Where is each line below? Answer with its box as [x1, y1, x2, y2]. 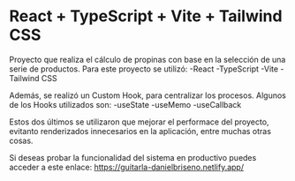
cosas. [9, 135, 34, 146]
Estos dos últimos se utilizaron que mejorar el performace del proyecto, [9, 117, 269, 127]
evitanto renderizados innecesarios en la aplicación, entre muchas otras [9, 125, 272, 136]
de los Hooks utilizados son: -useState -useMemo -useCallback [9, 99, 242, 109]
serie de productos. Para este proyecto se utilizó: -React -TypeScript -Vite [9, 64, 279, 74]
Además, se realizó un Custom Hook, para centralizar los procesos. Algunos [9, 90, 287, 101]
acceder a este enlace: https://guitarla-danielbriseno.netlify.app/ [9, 162, 245, 172]
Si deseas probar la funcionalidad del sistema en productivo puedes [9, 152, 257, 162]
